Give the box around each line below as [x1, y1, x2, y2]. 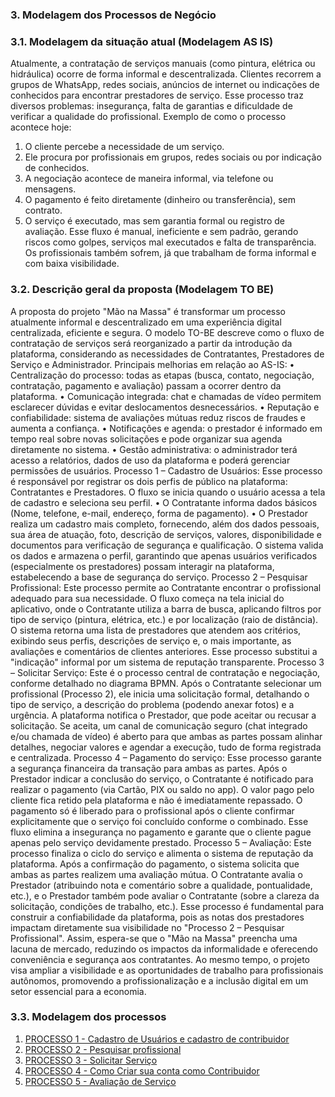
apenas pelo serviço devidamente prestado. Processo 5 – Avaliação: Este [10, 836, 312, 848]
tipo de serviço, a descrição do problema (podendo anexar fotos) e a [10, 698, 295, 710]
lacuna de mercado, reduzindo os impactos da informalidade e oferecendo [10, 943, 318, 955]
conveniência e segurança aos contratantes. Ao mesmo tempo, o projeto [10, 953, 310, 965]
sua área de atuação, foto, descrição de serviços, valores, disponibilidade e [10, 528, 323, 540]
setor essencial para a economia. [10, 985, 147, 997]
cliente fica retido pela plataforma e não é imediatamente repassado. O [10, 794, 303, 806]
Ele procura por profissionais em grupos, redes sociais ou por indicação [24, 151, 322, 163]
